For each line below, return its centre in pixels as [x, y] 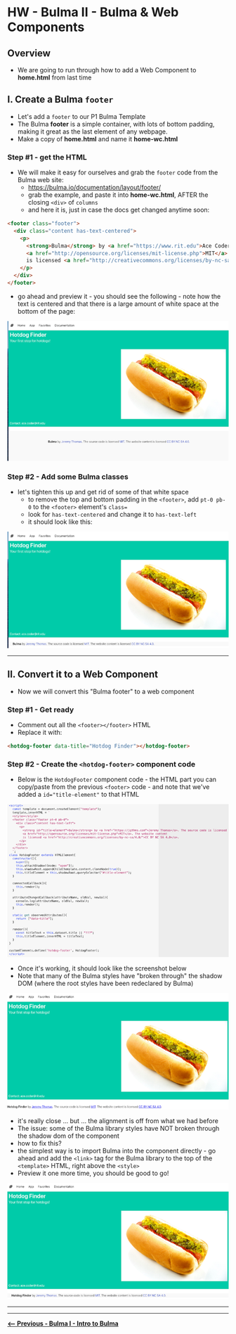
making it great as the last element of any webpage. [92, 132]
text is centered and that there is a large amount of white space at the [118, 304]
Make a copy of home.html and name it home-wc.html [98, 139]
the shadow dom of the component [68, 1136]
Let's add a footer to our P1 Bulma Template [81, 116]
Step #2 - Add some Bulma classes [68, 477]
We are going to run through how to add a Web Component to [107, 70]
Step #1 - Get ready [41, 710]
